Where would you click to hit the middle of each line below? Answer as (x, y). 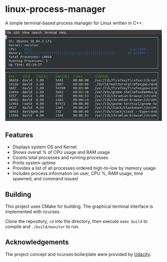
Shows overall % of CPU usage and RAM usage (61, 152)
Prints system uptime (34, 163)
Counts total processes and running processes (60, 157)
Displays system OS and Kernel (44, 147)
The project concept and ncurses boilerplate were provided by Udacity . (78, 254)
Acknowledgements (37, 242)
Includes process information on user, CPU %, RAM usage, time (78, 173)
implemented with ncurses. (33, 212)
